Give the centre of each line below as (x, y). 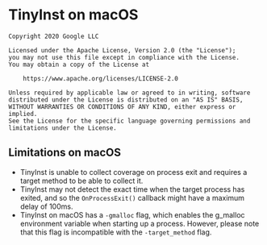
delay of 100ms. (46, 206)
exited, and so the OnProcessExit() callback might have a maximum (132, 197)
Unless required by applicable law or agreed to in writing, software (129, 93)
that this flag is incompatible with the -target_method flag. (116, 232)
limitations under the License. (63, 128)
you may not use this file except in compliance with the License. (124, 57)
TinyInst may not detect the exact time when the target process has (132, 189)
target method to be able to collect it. (81, 181)
